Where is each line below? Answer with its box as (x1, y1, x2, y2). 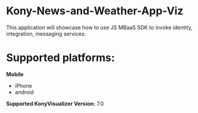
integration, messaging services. (6, 30, 86, 37)
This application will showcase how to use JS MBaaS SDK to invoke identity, (6, 24, 193, 31)
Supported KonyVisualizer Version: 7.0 (6, 100, 104, 107)
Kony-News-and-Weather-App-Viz (6, 4, 184, 18)
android (14, 88, 34, 96)
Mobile (6, 70, 24, 78)
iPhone (14, 82, 33, 89)
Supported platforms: (6, 51, 115, 65)
